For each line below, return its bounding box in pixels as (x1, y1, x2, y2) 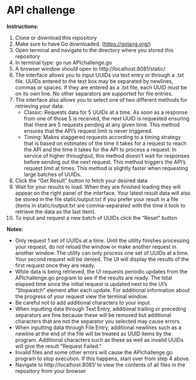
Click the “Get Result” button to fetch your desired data (15, 177, 148, 184)
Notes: (6, 226, 24, 233)
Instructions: (6, 23, 39, 30)
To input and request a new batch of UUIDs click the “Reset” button (15, 214, 177, 221)
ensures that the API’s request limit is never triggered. (23, 127, 153, 134)
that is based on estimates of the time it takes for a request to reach (23, 140, 187, 147)
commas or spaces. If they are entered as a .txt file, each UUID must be (15, 84, 187, 91)
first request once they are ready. (15, 261, 96, 269)
